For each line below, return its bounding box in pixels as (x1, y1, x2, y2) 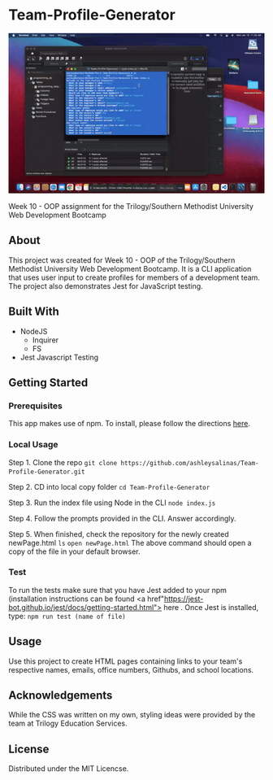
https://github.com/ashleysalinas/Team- (120, 459, 259, 467)
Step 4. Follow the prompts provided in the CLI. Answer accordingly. (8, 513, 237, 523)
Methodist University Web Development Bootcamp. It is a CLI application (8, 264, 252, 273)
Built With (8, 305, 59, 319)
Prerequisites (8, 400, 63, 412)
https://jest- (163, 594, 204, 604)
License (8, 742, 50, 756)
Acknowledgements (8, 689, 113, 703)
